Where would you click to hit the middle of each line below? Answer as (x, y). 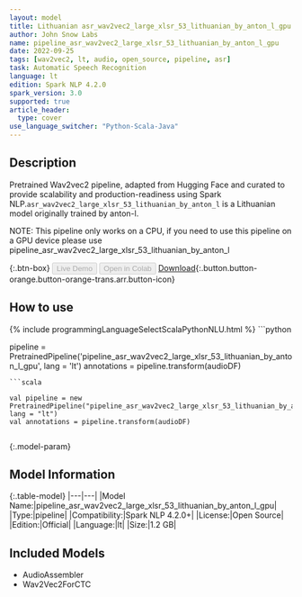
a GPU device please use (56, 240)
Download (177, 267)
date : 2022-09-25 (42, 51)
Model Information (62, 475)
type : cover (40, 118)
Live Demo (75, 268)
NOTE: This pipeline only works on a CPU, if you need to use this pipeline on (151, 231)
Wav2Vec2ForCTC (57, 584)
